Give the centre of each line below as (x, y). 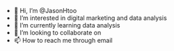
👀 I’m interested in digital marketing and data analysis (90, 18)
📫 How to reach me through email (63, 40)
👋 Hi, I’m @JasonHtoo (45, 11)
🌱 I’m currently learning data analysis (67, 25)
